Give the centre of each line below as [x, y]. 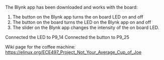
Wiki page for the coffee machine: [40, 47]
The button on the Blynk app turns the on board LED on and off [78, 17]
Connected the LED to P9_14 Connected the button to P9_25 [67, 37]
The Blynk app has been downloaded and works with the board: [71, 7]
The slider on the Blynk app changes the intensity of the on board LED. [86, 27]
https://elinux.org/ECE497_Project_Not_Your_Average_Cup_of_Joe [73, 52]
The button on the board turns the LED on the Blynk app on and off [82, 22]
